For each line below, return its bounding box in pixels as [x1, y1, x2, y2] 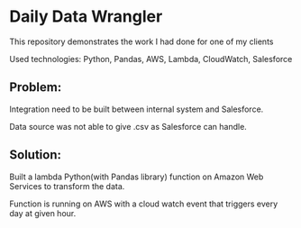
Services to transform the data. [9, 180, 125, 191]
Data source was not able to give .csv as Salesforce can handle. [9, 121, 248, 132]
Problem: [9, 79, 62, 96]
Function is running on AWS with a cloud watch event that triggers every [9, 198, 278, 209]
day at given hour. [9, 207, 77, 218]
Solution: [9, 147, 61, 163]
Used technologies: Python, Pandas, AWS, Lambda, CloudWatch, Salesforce [9, 53, 293, 64]
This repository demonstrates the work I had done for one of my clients [9, 36, 274, 47]
